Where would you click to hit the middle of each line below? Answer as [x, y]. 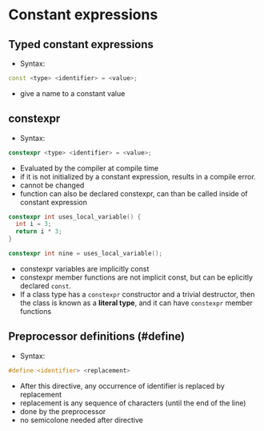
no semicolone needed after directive [82, 420]
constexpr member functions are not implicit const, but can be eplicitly [136, 277]
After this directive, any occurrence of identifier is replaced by [122, 385]
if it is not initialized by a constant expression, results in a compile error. [138, 176]
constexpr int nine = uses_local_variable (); [85, 254]
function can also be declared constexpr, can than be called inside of [134, 193]
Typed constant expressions [81, 44]
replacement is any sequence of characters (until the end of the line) [133, 403]
